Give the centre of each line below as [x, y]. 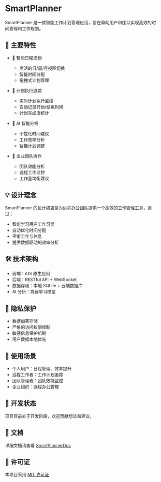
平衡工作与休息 [27, 236]
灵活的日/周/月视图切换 [42, 68]
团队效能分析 [32, 166]
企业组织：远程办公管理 [35, 387]
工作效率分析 [32, 140]
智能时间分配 [32, 74]
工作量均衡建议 [34, 178]
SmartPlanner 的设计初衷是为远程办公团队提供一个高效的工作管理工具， [76, 208]
